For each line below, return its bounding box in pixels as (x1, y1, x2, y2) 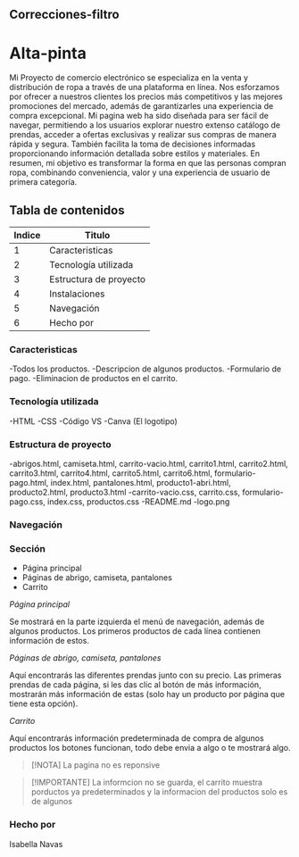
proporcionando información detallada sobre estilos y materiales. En (9, 148, 261, 159)
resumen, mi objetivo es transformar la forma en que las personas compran (9, 158, 287, 169)
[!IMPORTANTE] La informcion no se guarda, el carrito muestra (30, 777, 263, 788)
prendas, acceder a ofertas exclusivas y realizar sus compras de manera (9, 129, 277, 140)
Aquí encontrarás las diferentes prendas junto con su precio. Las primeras (9, 670, 282, 681)
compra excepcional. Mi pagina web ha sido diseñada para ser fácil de (9, 111, 270, 121)
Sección (9, 542, 46, 554)
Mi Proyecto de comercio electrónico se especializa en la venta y (9, 72, 248, 83)
